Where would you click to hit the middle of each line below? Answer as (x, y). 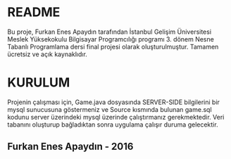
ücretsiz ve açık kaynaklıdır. (48, 54)
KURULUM (39, 83)
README (34, 12)
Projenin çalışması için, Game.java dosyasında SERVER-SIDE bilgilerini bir (114, 102)
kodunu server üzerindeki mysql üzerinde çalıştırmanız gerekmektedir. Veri (116, 117)
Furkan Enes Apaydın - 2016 (70, 147)
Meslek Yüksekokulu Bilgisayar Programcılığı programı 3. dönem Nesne (111, 39)
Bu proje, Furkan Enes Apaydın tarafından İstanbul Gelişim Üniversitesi (110, 32)
